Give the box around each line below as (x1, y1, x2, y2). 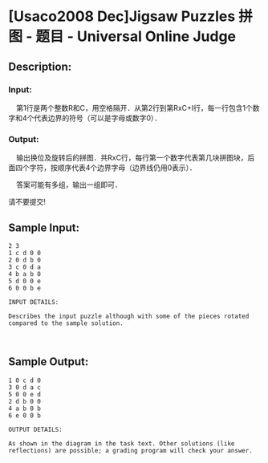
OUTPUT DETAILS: (8, 425, 63, 433)
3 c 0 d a (8, 262, 42, 271)
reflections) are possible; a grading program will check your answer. (8, 446, 253, 454)
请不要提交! (8, 197, 47, 207)
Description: (8, 59, 72, 73)
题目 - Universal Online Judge (35, 27, 237, 46)
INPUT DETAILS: (8, 298, 59, 306)
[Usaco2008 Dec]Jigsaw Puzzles (8, 7, 236, 26)
